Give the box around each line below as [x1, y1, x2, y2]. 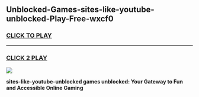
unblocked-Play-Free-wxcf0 [6, 14, 114, 24]
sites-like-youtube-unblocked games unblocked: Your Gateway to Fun [6, 78, 184, 85]
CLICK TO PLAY [6, 32, 52, 40]
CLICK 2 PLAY [6, 53, 47, 62]
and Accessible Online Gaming [6, 84, 84, 91]
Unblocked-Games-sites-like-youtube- [6, 5, 155, 15]
